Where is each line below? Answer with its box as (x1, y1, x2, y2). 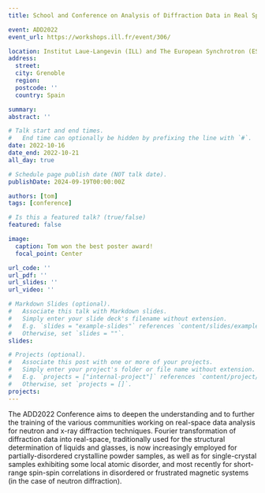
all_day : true (8, 156, 55, 164)
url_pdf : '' (8, 271, 47, 280)
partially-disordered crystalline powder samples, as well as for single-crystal (8, 450, 257, 461)
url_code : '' (8, 264, 51, 272)
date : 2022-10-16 (8, 142, 65, 150)
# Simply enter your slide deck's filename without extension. (8, 314, 227, 323)
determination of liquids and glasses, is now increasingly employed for (8, 443, 237, 452)
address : (8, 54, 37, 63)
